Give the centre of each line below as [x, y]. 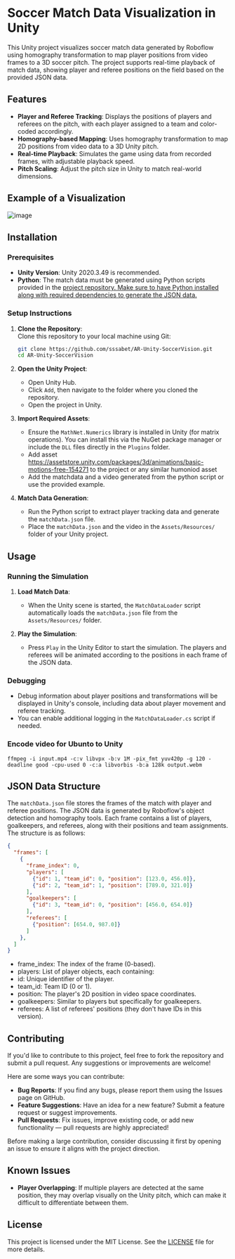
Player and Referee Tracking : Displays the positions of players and [114, 116]
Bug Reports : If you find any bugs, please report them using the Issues [120, 1090]
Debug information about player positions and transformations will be [117, 696]
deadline [20, 765]
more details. [26, 1249]
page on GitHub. [41, 1098]
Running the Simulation [48, 576]
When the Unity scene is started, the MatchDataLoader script [114, 605]
